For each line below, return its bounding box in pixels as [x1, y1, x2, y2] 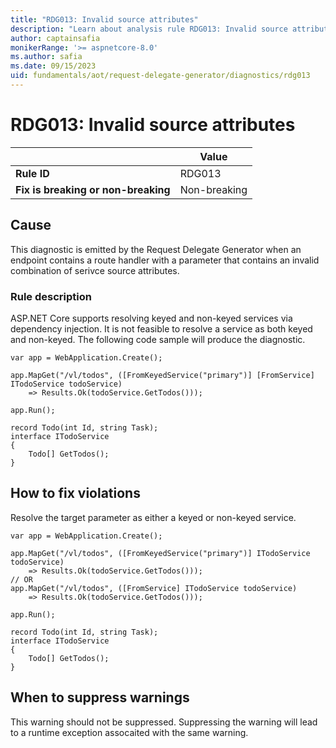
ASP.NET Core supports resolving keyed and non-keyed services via [10, 312, 293, 324]
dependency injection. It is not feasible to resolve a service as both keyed [10, 322, 313, 335]
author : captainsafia [10, 33, 101, 43]
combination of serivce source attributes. [10, 264, 180, 276]
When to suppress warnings [10, 689, 190, 706]
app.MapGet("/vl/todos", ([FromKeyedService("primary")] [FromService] [10, 370, 315, 380]
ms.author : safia [10, 52, 83, 62]
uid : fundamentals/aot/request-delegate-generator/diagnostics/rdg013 [10, 71, 311, 81]
